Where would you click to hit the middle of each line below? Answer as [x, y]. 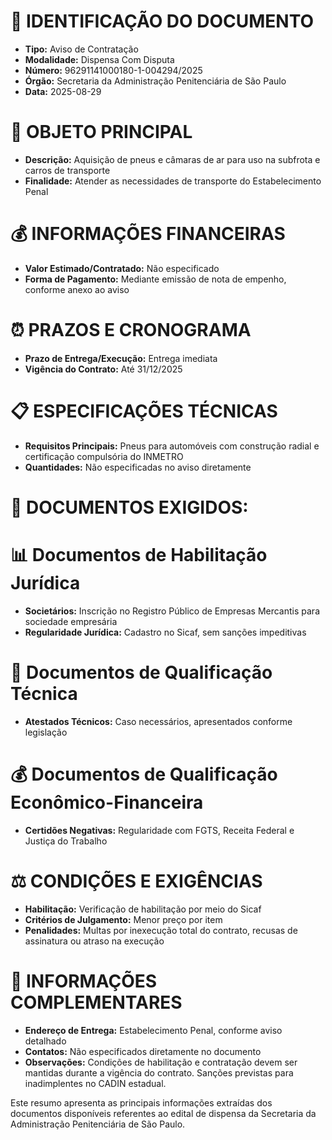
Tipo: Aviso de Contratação [81, 49]
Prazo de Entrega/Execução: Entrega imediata [121, 358]
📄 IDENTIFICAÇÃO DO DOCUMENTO [162, 21]
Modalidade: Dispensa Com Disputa [99, 59]
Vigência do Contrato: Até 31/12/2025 [103, 369]
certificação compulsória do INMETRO [104, 456]
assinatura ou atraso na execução [94, 941]
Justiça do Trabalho [66, 841]
